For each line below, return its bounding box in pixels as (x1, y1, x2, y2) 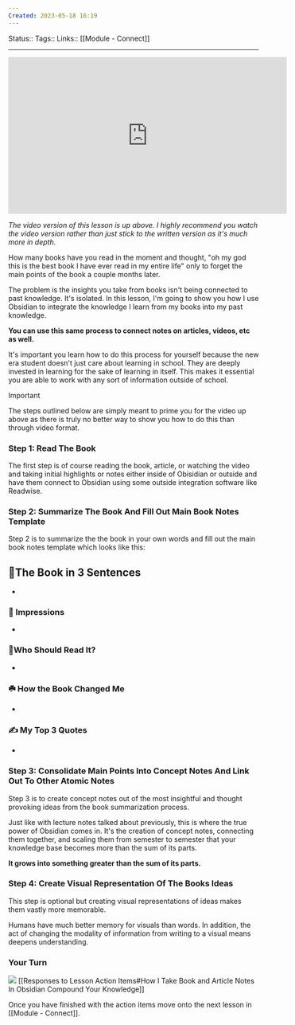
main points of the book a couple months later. (8, 269, 161, 279)
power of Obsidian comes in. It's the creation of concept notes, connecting (8, 826, 254, 835)
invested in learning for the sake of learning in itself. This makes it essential (8, 366, 254, 376)
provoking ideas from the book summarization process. (8, 802, 189, 812)
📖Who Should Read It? (8, 644, 96, 655)
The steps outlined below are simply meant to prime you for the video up (8, 405, 246, 415)
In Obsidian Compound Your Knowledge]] (8, 984, 145, 994)
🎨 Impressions (8, 606, 65, 617)
